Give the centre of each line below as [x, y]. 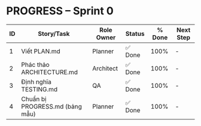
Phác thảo [35, 64]
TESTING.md [39, 89]
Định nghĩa [36, 82]
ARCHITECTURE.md [50, 72]
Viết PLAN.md [41, 51]
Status [135, 33]
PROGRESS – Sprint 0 [60, 11]
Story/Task [54, 33]
